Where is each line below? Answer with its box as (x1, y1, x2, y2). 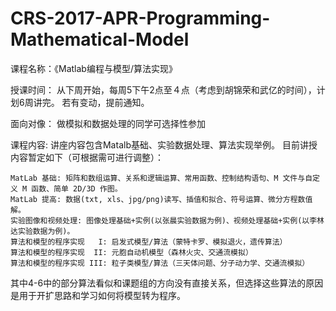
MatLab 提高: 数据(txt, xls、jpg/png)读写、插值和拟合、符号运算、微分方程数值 (10, 194, 313, 204)
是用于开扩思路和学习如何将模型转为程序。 (10, 289, 186, 301)
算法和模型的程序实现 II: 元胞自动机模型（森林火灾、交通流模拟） (10, 247, 253, 257)
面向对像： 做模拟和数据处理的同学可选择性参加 (10, 117, 206, 129)
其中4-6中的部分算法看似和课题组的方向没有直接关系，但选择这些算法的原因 (10, 277, 324, 289)
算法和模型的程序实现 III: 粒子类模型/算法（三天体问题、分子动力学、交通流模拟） (10, 258, 310, 268)
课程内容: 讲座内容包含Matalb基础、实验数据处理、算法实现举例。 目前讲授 (10, 138, 318, 151)
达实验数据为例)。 (10, 226, 75, 236)
